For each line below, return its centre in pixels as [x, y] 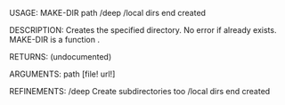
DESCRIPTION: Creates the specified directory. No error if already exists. [143, 30]
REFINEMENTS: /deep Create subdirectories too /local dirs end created [140, 91]
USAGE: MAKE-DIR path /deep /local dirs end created [108, 13]
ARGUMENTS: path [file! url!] [62, 74]
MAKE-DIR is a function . [55, 40]
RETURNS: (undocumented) [61, 57]
